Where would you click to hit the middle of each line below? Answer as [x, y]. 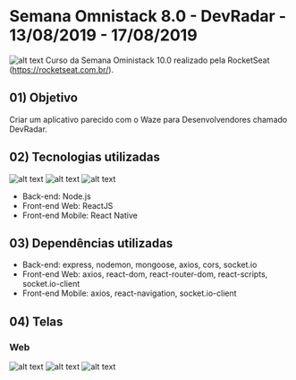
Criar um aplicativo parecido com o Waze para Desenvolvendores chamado [148, 119]
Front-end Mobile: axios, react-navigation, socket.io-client [129, 293]
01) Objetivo [44, 98]
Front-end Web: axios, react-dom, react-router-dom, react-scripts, [145, 274]
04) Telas [36, 321]
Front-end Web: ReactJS [68, 205]
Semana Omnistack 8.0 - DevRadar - [148, 17]
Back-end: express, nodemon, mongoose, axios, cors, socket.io [140, 265]
